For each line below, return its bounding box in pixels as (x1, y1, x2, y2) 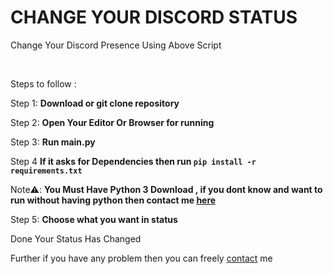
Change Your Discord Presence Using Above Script (10, 39, 222, 51)
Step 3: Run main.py (10, 136, 96, 148)
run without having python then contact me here (10, 194, 217, 206)
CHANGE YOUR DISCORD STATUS (10, 6, 298, 29)
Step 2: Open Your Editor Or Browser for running (10, 116, 215, 128)
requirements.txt (10, 166, 83, 176)
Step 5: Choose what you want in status (10, 213, 178, 225)
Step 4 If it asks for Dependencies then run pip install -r (10, 155, 257, 167)
